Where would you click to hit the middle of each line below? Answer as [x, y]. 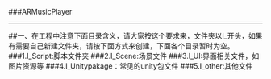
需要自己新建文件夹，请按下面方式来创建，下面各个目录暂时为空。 [125, 46]
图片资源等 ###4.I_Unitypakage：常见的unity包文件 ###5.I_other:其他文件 [131, 66]
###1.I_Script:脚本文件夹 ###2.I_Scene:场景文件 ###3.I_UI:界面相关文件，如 [134, 56]
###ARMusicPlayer [40, 12]
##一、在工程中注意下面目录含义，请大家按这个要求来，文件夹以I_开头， [128, 36]
